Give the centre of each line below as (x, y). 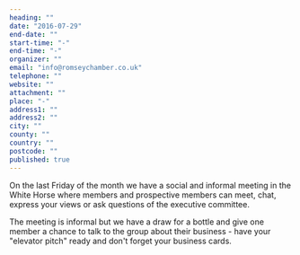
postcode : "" (34, 151)
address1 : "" (34, 110)
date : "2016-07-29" (46, 26)
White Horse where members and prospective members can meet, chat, (143, 195)
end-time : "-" (36, 51)
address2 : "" (34, 118)
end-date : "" (34, 34)
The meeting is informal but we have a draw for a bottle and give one (137, 222)
